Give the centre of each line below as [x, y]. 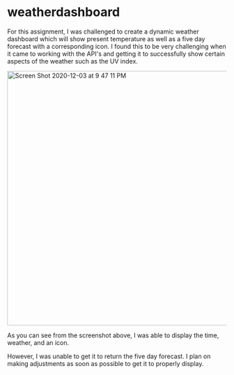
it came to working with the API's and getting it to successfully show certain [116, 54]
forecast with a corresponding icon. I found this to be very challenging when [117, 46]
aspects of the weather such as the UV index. [72, 61]
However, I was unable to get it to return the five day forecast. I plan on [109, 356]
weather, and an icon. [38, 342]
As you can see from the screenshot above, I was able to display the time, [113, 335]
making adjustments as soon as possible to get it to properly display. [106, 363]
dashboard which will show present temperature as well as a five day [106, 38]
